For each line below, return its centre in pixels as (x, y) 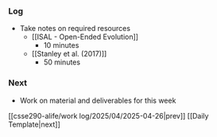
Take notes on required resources (75, 29)
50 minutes (62, 62)
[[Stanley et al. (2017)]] (69, 54)
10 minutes (61, 45)
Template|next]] (35, 124)
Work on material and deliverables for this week (98, 100)
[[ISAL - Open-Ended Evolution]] (85, 37)
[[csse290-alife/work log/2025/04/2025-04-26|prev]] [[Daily (108, 115)
